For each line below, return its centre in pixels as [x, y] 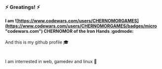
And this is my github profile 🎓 [37, 42]
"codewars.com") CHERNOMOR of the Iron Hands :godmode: [69, 31]
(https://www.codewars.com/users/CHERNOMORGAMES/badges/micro [81, 26]
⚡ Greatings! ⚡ [23, 7]
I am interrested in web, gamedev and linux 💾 [51, 61]
